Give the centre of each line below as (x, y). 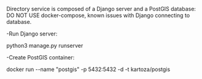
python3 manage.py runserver (45, 46)
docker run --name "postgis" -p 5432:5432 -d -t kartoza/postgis (88, 69)
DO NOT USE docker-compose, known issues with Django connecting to (98, 15)
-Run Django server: (32, 34)
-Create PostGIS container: (41, 57)
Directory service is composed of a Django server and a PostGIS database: (101, 9)
